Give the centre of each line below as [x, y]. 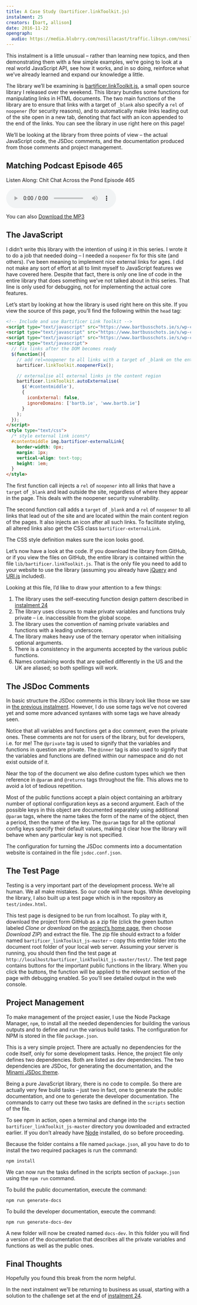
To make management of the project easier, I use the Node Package [88, 1017]
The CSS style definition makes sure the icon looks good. [75, 540]
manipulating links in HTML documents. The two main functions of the [91, 98]
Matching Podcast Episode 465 [64, 166]
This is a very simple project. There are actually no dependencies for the [94, 1047]
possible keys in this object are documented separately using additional [93, 810]
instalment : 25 [25, 17]
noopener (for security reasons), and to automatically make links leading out [97, 111]
